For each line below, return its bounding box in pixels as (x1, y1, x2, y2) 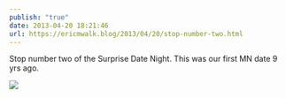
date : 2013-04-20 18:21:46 (9, 21, 109, 30)
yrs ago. (9, 63, 40, 73)
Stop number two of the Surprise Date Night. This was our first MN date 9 (9, 54, 278, 64)
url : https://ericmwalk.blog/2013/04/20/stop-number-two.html (9, 29, 243, 38)
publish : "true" (9, 12, 69, 22)
